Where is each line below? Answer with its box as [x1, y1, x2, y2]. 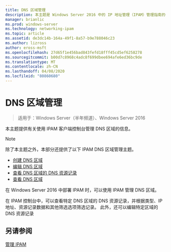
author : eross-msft [5, 45, 47, 50]
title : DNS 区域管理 [5, 7, 46, 13]
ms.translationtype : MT [5, 59, 56, 65]
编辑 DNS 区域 [12, 163, 43, 169]
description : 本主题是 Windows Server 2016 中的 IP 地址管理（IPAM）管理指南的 [5, 12, 165, 17]
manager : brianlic [5, 17, 44, 22]
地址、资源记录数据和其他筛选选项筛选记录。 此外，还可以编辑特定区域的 [5, 204, 158, 210]
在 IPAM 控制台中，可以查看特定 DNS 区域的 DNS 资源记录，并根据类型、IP [5, 198, 163, 204]
